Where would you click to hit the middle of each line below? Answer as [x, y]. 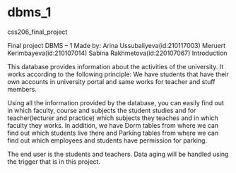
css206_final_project [37, 32]
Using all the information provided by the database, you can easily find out [116, 102]
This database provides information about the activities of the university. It [116, 66]
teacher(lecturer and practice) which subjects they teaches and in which [113, 118]
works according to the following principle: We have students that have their [118, 74]
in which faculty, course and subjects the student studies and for [102, 110]
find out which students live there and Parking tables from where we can [113, 133]
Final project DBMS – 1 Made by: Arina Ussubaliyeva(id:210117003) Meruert [117, 45]
